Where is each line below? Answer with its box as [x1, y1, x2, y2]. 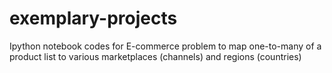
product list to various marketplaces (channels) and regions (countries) [9, 50, 302, 62]
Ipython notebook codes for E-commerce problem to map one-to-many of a [9, 40, 322, 52]
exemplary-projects [9, 7, 178, 30]
